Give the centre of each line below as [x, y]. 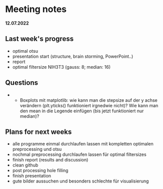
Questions [22, 83]
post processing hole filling [40, 170]
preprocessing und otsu [37, 149]
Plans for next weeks [38, 132]
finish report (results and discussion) [50, 160]
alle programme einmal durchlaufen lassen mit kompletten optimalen [83, 144]
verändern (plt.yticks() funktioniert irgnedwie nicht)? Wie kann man [89, 105]
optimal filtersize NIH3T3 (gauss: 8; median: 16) [61, 67]
